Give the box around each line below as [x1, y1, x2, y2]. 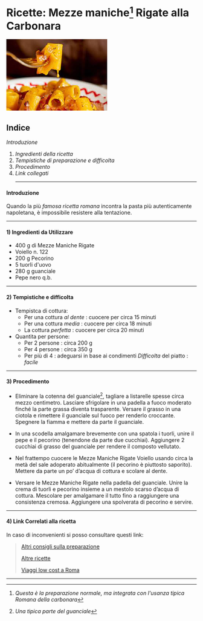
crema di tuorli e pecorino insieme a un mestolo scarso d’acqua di [14, 485, 179, 493]
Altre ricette [21, 554, 51, 562]
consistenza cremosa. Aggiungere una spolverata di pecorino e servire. [14, 498, 193, 506]
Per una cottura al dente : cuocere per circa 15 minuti [24, 313, 156, 320]
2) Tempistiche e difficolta [6, 294, 74, 301]
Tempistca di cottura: [14, 307, 68, 314]
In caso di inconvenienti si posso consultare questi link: [6, 531, 144, 538]
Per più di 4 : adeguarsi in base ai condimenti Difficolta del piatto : [24, 352, 188, 359]
